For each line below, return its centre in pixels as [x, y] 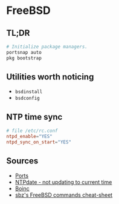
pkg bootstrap [24, 58]
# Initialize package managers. [47, 47]
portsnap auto [24, 52]
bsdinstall [29, 92]
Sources [22, 161]
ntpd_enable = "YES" [29, 137]
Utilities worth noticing [50, 77]
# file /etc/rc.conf [32, 131]
